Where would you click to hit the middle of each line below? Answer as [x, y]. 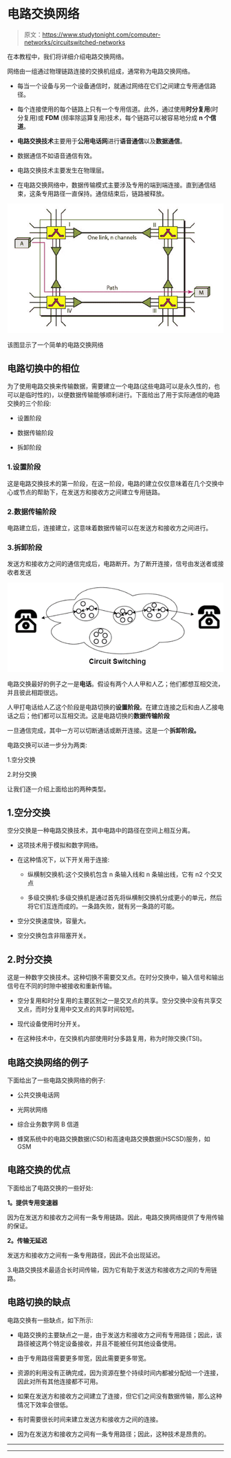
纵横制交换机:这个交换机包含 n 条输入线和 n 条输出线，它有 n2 [115, 874]
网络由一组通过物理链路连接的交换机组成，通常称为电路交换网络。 [100, 71]
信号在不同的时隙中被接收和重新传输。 [61, 986]
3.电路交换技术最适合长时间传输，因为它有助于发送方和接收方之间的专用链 [112, 1270]
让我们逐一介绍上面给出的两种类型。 [58, 789]
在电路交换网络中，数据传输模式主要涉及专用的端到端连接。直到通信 [113, 185]
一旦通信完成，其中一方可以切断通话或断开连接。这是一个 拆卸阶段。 [103, 730]
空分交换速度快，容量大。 [53, 921]
